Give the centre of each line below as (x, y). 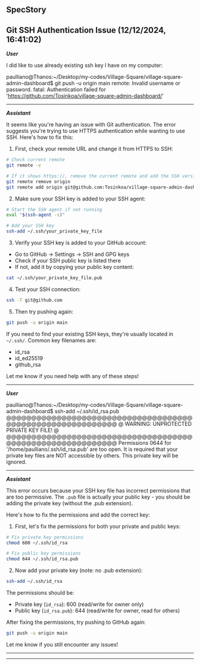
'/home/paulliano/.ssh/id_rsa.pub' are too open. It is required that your (92, 449)
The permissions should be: (40, 593)
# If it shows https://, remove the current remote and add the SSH (93, 176)
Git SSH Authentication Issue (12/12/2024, (86, 30)
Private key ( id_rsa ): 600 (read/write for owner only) (79, 604)
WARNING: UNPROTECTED (158, 423)
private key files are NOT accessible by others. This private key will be (92, 455)
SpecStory (26, 10)
